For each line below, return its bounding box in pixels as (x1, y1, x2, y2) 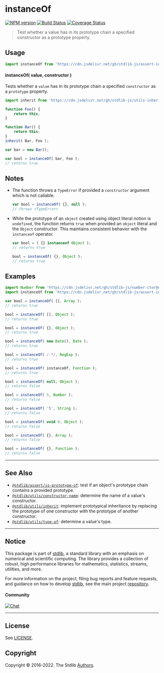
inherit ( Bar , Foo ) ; (5, 138, 49, 143)
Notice (5, 538, 26, 546)
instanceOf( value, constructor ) (5, 72, 72, 78)
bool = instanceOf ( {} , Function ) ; (5, 446, 80, 451)
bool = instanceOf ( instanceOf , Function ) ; (5, 366, 97, 371)
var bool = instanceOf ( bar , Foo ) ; (5, 156, 80, 161)
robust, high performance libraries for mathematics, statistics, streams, (5, 561, 148, 566)
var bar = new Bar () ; (5, 147, 49, 152)
